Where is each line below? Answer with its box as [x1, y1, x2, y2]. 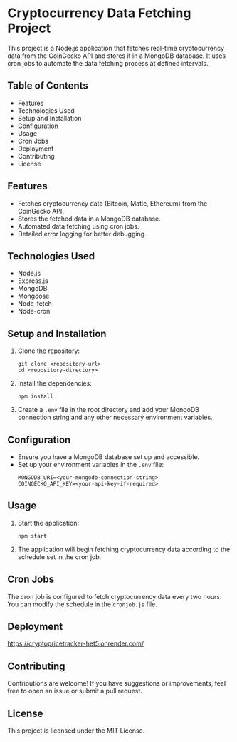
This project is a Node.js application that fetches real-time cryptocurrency [7, 44, 224, 52]
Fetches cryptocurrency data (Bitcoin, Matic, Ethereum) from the [17, 199, 208, 208]
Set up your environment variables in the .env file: [17, 461, 164, 468]
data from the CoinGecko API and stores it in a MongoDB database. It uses [7, 51, 226, 60]
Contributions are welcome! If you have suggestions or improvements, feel [7, 679, 226, 688]
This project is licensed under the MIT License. [7, 726, 145, 735]
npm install [17, 393, 53, 401]
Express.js [17, 276, 48, 285]
